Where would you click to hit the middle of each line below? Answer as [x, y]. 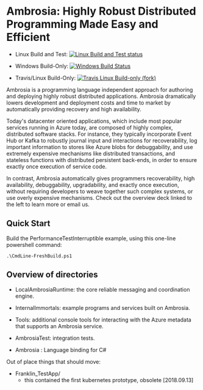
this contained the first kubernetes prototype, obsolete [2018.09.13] [109, 380]
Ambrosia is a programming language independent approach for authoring [100, 89]
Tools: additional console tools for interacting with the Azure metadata [103, 320]
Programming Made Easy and [82, 24]
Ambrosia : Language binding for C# [61, 350]
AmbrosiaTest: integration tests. [55, 338]
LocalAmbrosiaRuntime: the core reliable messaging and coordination [102, 289]
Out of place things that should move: [54, 361]
